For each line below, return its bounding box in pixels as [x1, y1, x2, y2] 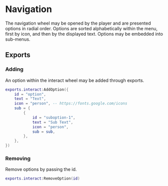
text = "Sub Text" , [32, 120, 73, 125]
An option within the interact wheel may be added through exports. [5, 77, 145, 83]
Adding [5, 66, 24, 73]
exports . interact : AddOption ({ [5, 87, 69, 92]
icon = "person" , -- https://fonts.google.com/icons [14, 101, 128, 106]
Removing [5, 155, 31, 162]
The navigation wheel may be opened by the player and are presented [5, 20, 151, 26]
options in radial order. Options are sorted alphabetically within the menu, [5, 25, 158, 31]
